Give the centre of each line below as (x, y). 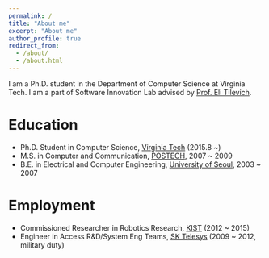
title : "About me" (39, 23)
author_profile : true (45, 38)
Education (43, 125)
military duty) (42, 245)
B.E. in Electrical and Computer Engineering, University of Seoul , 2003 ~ (141, 164)
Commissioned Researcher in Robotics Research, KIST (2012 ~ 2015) (135, 227)
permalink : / (30, 16)
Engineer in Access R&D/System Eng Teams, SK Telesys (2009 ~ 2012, (138, 236)
